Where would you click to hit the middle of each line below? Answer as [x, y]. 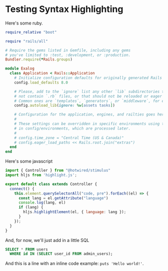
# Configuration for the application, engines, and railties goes [85, 114]
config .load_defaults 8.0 [41, 82]
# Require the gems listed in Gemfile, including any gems [68, 50]
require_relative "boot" [31, 32]
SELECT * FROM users [27, 249]
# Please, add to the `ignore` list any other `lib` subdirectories [87, 91]
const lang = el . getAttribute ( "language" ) [63, 198]
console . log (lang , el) [42, 203]
